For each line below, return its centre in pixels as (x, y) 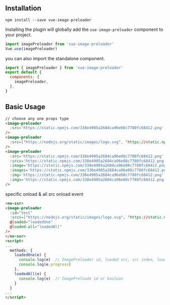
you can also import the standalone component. (55, 58)
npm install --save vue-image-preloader (49, 20)
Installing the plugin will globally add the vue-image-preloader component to (84, 29)
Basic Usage (25, 107)
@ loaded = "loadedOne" (31, 222)
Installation (23, 8)
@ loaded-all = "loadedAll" (36, 227)
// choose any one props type (37, 118)
